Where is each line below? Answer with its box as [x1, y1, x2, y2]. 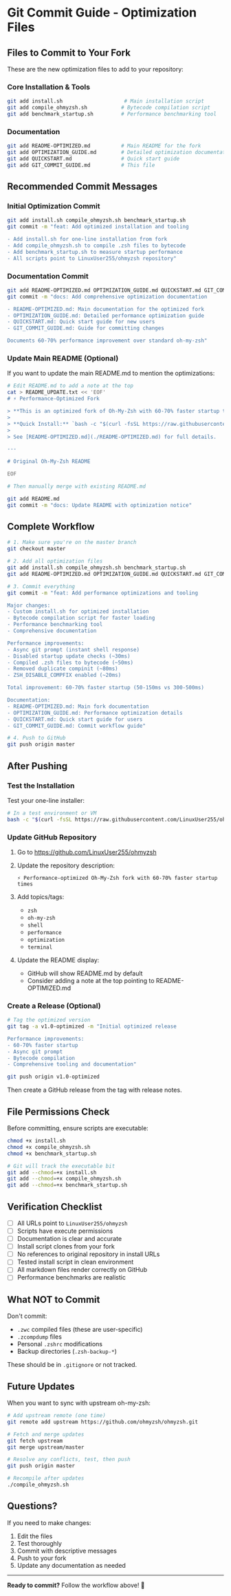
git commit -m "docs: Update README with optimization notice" [7, 502, 192, 508]
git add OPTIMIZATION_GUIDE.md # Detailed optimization [7, 149, 192, 156]
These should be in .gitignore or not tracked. [7, 1361, 137, 1369]
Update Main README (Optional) [7, 354, 119, 363]
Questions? [7, 1500, 58, 1512]
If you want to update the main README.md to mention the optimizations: [7, 369, 215, 378]
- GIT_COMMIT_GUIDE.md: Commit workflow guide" [7, 722, 146, 729]
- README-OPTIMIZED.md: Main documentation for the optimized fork [7, 305, 205, 312]
